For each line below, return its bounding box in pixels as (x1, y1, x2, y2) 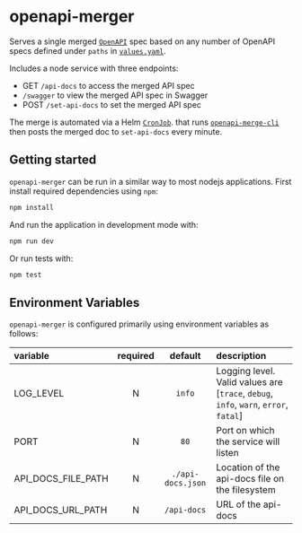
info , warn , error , (216, 398, 289, 411)
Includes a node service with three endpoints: (9, 63, 179, 74)
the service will (216, 435, 280, 448)
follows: (9, 328, 39, 339)
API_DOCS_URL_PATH (13, 504, 108, 517)
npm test (9, 270, 42, 279)
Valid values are (216, 376, 283, 389)
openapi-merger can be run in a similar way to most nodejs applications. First (9, 176, 292, 187)
